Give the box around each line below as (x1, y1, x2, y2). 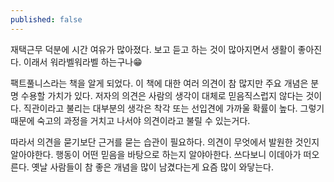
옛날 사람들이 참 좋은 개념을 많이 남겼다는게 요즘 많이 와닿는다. (31, 161, 274, 173)
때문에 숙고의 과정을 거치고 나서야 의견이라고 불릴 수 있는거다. (10, 114, 251, 126)
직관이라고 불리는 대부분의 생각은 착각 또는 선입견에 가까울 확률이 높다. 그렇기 (23, 102, 325, 114)
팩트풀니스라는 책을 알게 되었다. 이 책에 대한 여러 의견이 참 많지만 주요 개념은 (10, 77, 309, 89)
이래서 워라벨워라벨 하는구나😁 (23, 56, 143, 68)
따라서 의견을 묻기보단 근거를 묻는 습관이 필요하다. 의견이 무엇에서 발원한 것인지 (10, 136, 320, 148)
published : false (10, 14, 83, 25)
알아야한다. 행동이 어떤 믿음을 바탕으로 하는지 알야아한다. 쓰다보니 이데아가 (10, 148, 302, 160)
